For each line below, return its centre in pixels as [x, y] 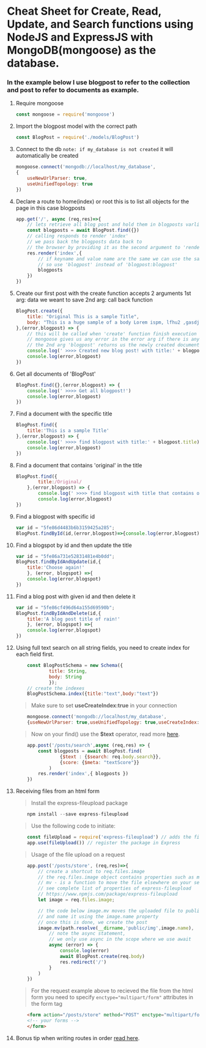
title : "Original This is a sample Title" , [83, 316]
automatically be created [47, 156]
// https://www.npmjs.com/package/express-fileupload [108, 894]
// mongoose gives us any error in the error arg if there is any [113, 340]
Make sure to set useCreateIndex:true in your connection [104, 705]
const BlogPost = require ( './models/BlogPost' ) [78, 138]
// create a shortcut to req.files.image [92, 871]
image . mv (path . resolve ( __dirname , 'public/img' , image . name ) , [116, 928]
